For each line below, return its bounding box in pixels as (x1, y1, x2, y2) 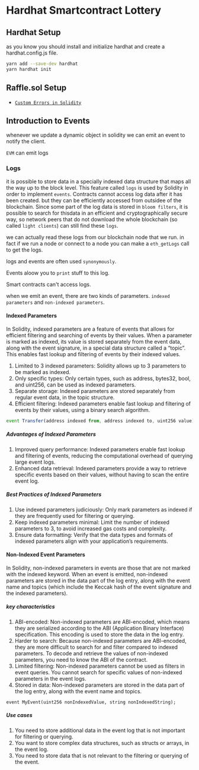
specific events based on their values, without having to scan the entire (14, 471, 190, 478)
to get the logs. (6, 246, 43, 253)
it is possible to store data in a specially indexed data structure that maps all (6, 178, 191, 185)
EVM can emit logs (6, 149, 49, 156)
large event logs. (14, 458, 56, 466)
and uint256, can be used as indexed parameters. (14, 381, 136, 388)
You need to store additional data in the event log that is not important (14, 727, 185, 734)
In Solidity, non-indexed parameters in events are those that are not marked (6, 564, 191, 571)
